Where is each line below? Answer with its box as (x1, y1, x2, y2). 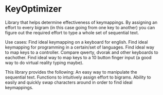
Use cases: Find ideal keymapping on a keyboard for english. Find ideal (5, 39, 148, 45)
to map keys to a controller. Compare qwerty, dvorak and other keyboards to (5, 49, 159, 55)
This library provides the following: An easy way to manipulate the (5, 69, 137, 75)
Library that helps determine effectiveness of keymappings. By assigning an (5, 19, 158, 25)
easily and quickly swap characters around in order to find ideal (5, 79, 133, 85)
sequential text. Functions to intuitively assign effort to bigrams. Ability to (5, 74, 151, 80)
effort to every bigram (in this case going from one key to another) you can (5, 24, 155, 30)
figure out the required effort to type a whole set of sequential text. (5, 30, 139, 35)
